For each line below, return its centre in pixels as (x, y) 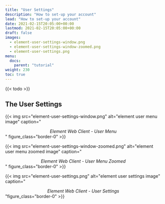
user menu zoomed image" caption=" (43, 151)
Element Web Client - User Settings (83, 191)
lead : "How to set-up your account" (43, 19)
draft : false (19, 33)
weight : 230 (17, 70)
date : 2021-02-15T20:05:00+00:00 (40, 24)
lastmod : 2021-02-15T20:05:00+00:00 (43, 28)
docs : (15, 61)
